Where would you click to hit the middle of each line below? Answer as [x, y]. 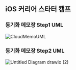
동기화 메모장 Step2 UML [35, 51]
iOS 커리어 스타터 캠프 [38, 9]
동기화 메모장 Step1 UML [34, 25]
